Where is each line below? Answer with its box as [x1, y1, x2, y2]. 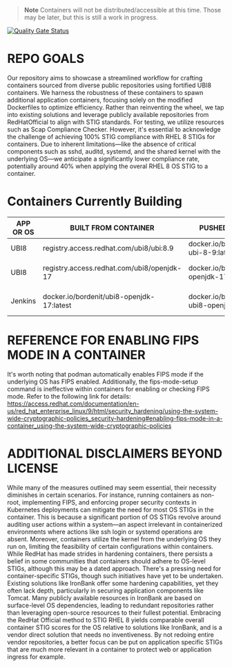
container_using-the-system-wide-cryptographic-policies [7, 422, 172, 430]
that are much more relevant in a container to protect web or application [7, 645, 212, 653]
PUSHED [199, 223, 228, 233]
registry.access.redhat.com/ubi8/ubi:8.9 [42, 243, 174, 253]
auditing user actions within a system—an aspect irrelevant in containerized [7, 520, 223, 528]
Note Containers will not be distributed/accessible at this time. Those [23, 6, 222, 14]
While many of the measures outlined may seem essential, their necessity [7, 483, 217, 491]
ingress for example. [7, 652, 66, 660]
